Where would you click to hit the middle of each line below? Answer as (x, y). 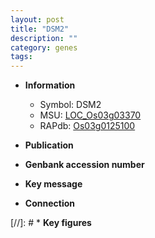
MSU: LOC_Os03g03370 (90, 115)
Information (50, 85)
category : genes (44, 47)
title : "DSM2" (40, 29)
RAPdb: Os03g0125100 (87, 126)
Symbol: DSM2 (70, 105)
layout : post (37, 19)
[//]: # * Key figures (51, 223)
